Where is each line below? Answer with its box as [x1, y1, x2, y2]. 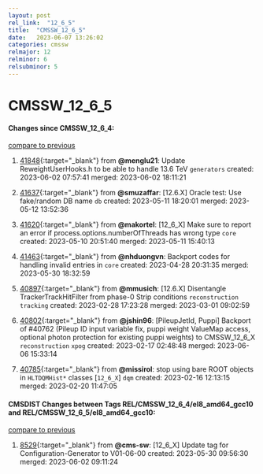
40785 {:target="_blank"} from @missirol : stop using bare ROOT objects [19, 365, 254, 374]
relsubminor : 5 [8, 63, 58, 71]
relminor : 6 [8, 56, 47, 64]
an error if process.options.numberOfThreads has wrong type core [19, 228, 236, 238]
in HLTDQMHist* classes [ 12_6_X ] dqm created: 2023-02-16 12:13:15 [19, 373, 231, 383]
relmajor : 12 [8, 48, 51, 56]
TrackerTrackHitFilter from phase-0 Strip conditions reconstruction [19, 292, 239, 302]
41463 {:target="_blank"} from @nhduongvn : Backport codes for [19, 252, 231, 261]
